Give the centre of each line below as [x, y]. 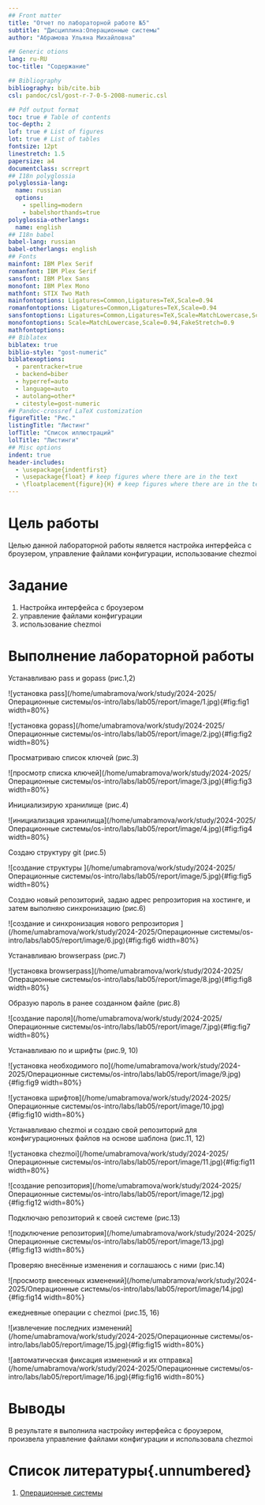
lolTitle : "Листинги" [44, 440]
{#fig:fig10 [25, 1114]
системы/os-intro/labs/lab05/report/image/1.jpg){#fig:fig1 [155, 702]
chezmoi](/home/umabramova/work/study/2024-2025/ [139, 1153]
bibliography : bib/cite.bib [54, 88]
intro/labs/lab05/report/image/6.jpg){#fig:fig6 [82, 940]
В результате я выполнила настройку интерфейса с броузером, [116, 1430]
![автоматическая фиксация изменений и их [83, 1360]
